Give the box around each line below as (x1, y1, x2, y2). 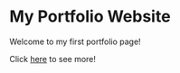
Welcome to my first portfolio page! (9, 36, 142, 47)
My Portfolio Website (9, 6, 171, 27)
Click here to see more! (9, 53, 97, 64)
